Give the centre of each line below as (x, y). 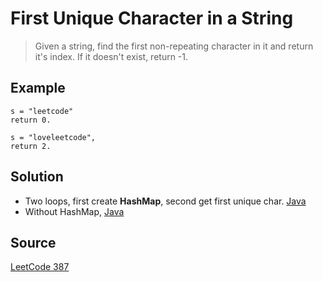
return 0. (31, 120)
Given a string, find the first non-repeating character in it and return (174, 46)
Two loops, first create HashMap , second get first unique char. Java (165, 201)
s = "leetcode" (42, 111)
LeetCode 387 (40, 267)
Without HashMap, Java (74, 211)
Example (38, 88)
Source (33, 242)
